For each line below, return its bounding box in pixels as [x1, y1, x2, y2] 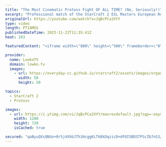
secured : [5, 134, 23, 139]
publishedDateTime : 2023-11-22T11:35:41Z [5, 30, 92, 35]
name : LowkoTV [9, 57, 39, 62]
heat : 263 [5, 35, 26, 40]
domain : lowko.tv [9, 62, 45, 67]
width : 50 [18, 75, 39, 80]
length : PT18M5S [5, 26, 39, 31]
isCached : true [14, 125, 45, 131]
